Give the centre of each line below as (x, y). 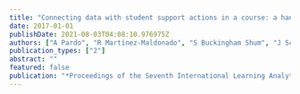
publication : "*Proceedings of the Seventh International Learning (137, 76)
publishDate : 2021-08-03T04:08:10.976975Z (89, 34)
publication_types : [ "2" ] (57, 51)
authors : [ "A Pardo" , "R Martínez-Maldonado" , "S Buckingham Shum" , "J (145, 43)
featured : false (39, 68)
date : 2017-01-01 (42, 26)
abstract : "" (33, 59)
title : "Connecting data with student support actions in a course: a (143, 17)
